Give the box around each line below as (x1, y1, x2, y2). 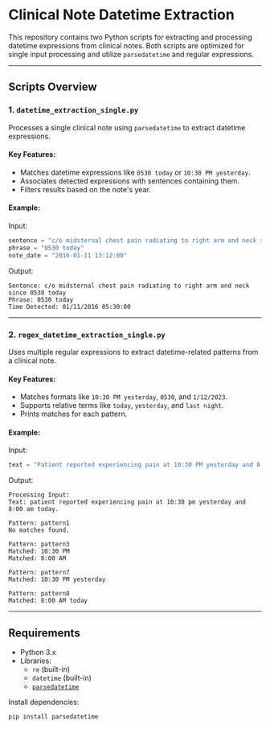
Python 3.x (19, 648, 56, 657)
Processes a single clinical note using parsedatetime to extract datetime (8, 122, 246, 132)
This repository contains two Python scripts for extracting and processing (8, 32, 253, 42)
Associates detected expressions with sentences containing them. (19, 175, 239, 186)
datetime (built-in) (31, 673, 92, 683)
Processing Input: (8, 491, 70, 500)
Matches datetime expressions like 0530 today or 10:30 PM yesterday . (19, 167, 251, 177)
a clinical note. (8, 356, 56, 365)
